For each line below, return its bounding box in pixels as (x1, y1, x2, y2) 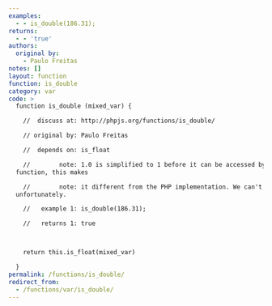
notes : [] (8, 65, 42, 73)
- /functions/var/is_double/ (15, 285, 114, 294)
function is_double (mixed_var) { (15, 102, 132, 110)
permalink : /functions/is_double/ (8, 270, 125, 278)
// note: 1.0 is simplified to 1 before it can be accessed (23, 160, 255, 168)
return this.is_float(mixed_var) (23, 249, 136, 257)
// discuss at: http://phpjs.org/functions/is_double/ (23, 117, 216, 125)
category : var (8, 87, 57, 96)
